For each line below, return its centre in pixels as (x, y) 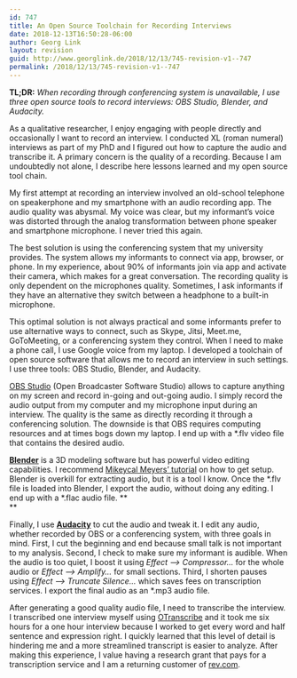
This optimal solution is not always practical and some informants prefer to (145, 322)
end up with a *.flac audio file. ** (69, 498)
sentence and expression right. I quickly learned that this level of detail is (142, 635)
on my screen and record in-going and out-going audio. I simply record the (146, 395)
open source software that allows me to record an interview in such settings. (149, 359)
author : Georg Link (45, 42)
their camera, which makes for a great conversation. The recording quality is (149, 275)
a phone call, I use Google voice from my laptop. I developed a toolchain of (146, 350)
